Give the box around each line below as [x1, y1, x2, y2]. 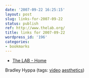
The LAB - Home [12, 57, 47, 63]
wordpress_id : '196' [5, 35, 48, 40]
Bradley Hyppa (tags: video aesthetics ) [5, 67, 85, 73]
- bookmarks [5, 44, 30, 49]
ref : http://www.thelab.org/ [5, 26, 65, 31]
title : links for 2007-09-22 [5, 30, 65, 35]
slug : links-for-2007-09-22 [5, 16, 63, 21]
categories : [5, 39, 30, 44]
